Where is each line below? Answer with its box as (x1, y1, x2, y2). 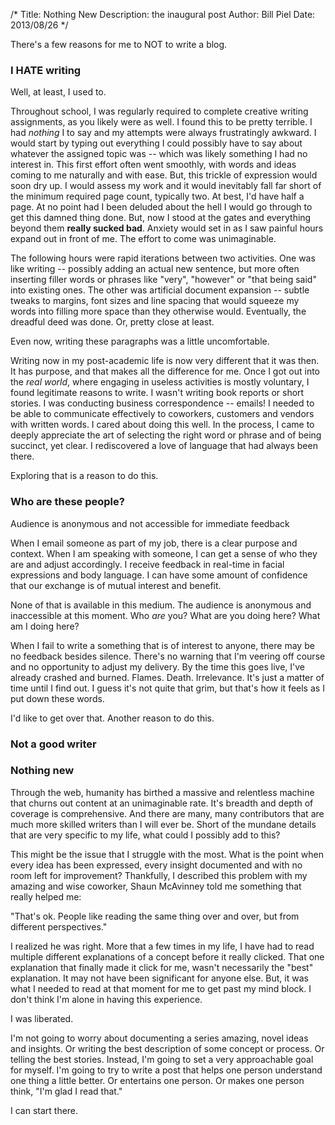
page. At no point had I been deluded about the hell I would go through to (10, 201, 313, 213)
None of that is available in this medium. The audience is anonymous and (10, 599, 312, 611)
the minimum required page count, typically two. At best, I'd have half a (10, 190, 305, 203)
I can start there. (10, 1104, 79, 1116)
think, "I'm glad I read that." (10, 1085, 123, 1097)
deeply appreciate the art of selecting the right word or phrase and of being (10, 429, 322, 441)
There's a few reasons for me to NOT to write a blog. (10, 39, 228, 50)
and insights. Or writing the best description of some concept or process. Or (10, 1042, 325, 1054)
